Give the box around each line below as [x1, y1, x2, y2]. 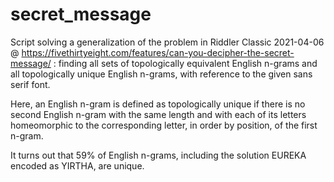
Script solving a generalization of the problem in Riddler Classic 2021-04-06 [10, 36, 325, 48]
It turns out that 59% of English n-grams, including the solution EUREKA [10, 149, 307, 161]
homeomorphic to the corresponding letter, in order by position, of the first [10, 119, 318, 131]
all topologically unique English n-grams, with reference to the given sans [10, 68, 313, 80]
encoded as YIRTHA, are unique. [10, 159, 145, 172]
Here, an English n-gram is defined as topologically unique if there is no [10, 98, 306, 110]
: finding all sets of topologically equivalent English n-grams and [53, 57, 318, 69]
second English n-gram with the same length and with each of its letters [10, 108, 307, 120]
